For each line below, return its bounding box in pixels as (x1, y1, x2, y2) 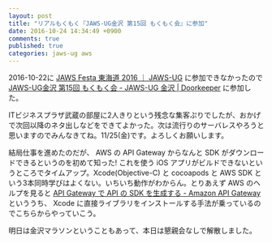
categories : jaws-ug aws (8, 49, 93, 58)
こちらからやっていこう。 (15, 208, 101, 218)
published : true (8, 42, 63, 50)
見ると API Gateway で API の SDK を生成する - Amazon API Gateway (29, 188, 261, 198)
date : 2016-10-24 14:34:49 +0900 (8, 27, 122, 35)
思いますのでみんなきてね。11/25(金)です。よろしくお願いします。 (8, 130, 229, 140)
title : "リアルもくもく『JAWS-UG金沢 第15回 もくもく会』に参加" (8, 19, 209, 28)
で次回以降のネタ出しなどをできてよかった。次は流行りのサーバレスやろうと (8, 121, 265, 130)
